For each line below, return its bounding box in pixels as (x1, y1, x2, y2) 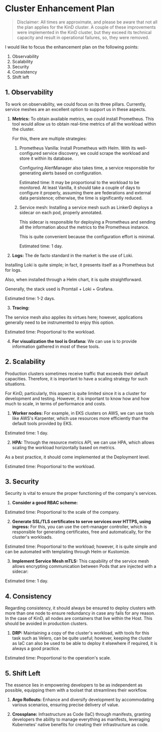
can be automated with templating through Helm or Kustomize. (5, 549, 130, 555)
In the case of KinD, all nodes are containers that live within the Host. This (5, 616, 153, 621)
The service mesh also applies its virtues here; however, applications (5, 314, 143, 320)
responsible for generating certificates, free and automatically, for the (12, 529, 151, 535)
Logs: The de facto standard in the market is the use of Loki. (12, 252, 133, 258)
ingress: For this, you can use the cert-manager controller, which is (12, 524, 147, 530)
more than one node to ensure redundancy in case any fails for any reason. (5, 610, 155, 616)
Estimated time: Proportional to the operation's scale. (5, 655, 112, 661)
